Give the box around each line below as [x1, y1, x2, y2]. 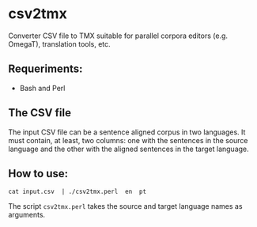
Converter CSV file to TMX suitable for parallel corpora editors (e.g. [8, 31, 228, 40]
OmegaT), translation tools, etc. [8, 39, 111, 48]
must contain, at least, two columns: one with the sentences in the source [8, 135, 248, 145]
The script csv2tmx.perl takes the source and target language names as [8, 202, 243, 211]
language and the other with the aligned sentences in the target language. [8, 144, 249, 153]
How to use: [8, 167, 69, 180]
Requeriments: [8, 62, 83, 76]
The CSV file [8, 106, 71, 119]
